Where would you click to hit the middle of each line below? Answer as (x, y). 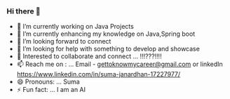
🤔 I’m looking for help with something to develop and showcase (108, 49)
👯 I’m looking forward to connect (64, 41)
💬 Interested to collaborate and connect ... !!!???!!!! (89, 56)
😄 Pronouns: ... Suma (48, 82)
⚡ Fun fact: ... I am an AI (51, 90)
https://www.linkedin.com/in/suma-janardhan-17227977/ (99, 74)
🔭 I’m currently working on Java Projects (75, 27)
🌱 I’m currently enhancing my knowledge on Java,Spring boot (106, 34)
